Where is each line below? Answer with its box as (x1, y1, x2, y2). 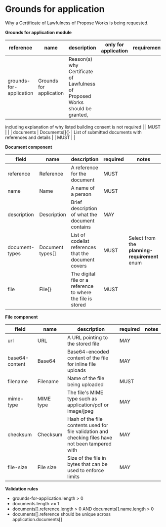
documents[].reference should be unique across (12, 511, 111, 517)
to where (71, 289, 91, 296)
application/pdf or (67, 401, 109, 408)
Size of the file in (67, 454, 106, 461)
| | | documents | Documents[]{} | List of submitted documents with (5, 129, 142, 135)
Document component (5, 144, 52, 150)
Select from (128, 234, 156, 241)
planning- (128, 247, 153, 254)
